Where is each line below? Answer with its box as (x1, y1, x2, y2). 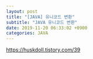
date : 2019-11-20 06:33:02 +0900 (6, 25, 88, 31)
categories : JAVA (6, 30, 49, 36)
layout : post (6, 8, 38, 15)
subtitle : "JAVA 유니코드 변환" (6, 19, 78, 25)
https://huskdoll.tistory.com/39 (6, 46, 81, 53)
